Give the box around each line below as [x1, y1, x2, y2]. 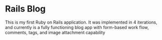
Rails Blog [5, 3, 46, 14]
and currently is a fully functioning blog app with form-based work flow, [5, 24, 149, 30]
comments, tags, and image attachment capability [5, 29, 106, 35]
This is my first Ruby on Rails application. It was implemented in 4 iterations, [5, 19, 158, 25]
